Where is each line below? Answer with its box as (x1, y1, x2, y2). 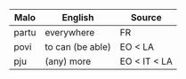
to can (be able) (44, 41, 111, 52)
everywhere (44, 27, 95, 38)
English (61, 12, 95, 23)
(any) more (44, 55, 92, 67)
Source (130, 12, 162, 23)
